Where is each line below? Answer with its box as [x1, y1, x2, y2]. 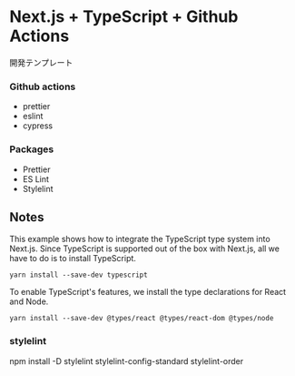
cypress [22, 120, 53, 131]
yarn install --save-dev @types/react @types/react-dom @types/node [9, 314, 274, 323]
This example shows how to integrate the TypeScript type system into [9, 234, 270, 245]
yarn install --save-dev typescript [9, 270, 148, 279]
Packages [9, 143, 54, 156]
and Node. [9, 296, 49, 307]
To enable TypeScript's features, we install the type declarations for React [9, 287, 287, 298]
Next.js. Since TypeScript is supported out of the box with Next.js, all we [9, 243, 280, 254]
